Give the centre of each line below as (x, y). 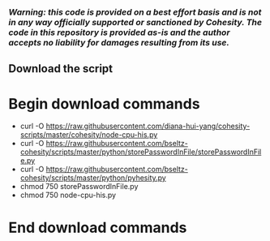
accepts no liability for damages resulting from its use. (119, 42)
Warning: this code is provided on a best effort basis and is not (135, 12)
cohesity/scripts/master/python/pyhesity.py (93, 178)
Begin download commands (104, 103)
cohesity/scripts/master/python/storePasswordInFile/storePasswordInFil (141, 152)
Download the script (61, 69)
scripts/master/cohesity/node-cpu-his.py (89, 135)
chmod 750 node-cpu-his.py (68, 195)
